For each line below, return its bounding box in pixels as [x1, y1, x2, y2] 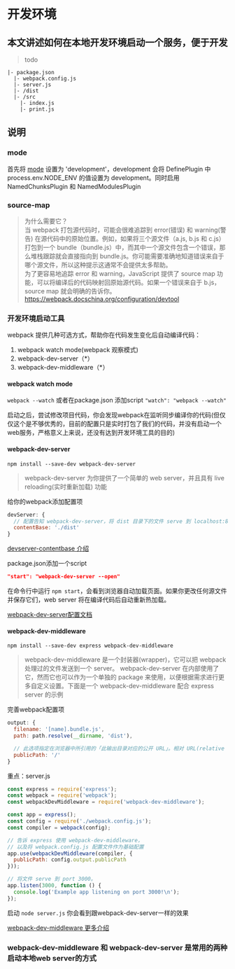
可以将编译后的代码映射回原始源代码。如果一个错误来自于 [36, 278, 203, 286]
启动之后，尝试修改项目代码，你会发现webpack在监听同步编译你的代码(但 [7, 411, 220, 419]
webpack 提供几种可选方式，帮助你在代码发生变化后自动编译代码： [7, 330, 201, 340]
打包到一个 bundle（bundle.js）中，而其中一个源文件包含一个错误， [24, 243, 220, 251]
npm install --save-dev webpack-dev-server [7, 460, 136, 468]
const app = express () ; [7, 811, 77, 818]
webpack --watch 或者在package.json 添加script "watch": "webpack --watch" [7, 396, 227, 405]
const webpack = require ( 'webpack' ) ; [7, 792, 117, 799]
